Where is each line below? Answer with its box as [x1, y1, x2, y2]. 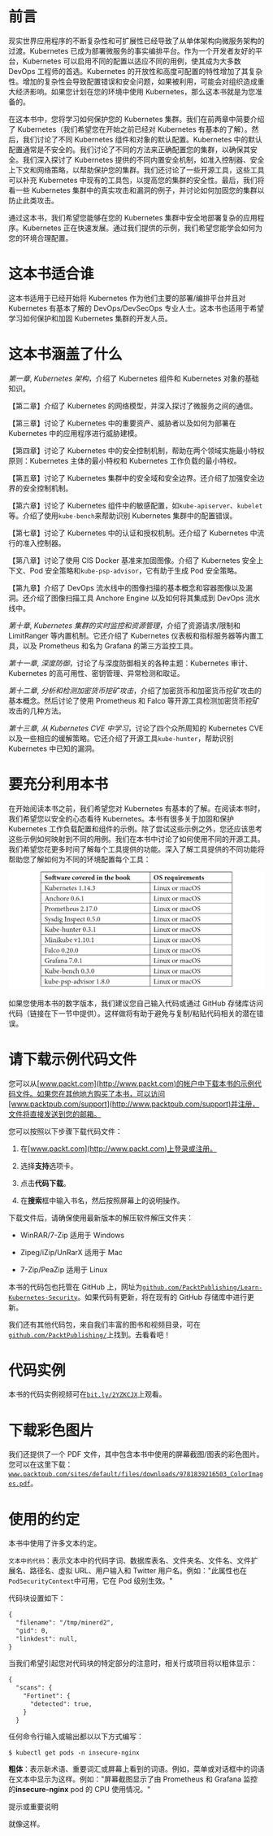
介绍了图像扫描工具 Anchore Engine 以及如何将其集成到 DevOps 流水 [29, 593, 261, 603]
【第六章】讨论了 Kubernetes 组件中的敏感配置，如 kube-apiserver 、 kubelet [8, 500, 263, 510]
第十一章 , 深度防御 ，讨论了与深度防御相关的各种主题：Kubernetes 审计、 [8, 658, 253, 668]
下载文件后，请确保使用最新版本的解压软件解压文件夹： [8, 1213, 193, 1223]
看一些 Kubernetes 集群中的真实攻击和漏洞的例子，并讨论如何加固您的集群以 [8, 185, 265, 195]
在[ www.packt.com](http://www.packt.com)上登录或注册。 [19, 1144, 218, 1153]
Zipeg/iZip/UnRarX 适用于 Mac [19, 1247, 123, 1257]
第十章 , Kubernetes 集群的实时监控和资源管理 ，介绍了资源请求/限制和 [8, 620, 241, 630]
